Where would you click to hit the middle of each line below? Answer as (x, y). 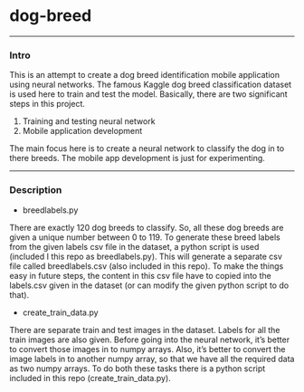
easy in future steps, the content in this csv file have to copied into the (140, 275)
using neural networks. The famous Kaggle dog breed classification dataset (151, 85)
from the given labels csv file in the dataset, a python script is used (134, 246)
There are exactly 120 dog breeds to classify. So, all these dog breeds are (147, 227)
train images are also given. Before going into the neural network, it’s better (150, 339)
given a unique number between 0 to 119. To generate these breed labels (145, 237)
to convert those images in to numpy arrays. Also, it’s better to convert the (147, 349)
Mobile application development (82, 131)
